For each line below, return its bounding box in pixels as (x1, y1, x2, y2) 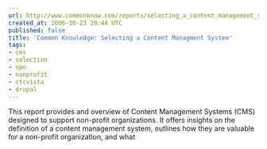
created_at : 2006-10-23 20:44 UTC (8, 19, 123, 27)
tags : (8, 41, 26, 49)
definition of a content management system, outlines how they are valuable (8, 124, 255, 133)
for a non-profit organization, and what (8, 132, 136, 142)
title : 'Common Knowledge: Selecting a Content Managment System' (8, 33, 233, 42)
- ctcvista (8, 78, 44, 86)
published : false (8, 26, 66, 34)
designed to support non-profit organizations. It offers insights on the (8, 116, 236, 125)
